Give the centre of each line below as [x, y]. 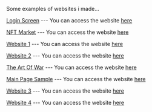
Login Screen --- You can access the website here [69, 20]
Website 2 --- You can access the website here [65, 56]
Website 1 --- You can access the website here [64, 44]
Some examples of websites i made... [53, 9]
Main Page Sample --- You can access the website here [76, 79]
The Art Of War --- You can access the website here [72, 67]
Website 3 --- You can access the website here [65, 91]
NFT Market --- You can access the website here [68, 32]
